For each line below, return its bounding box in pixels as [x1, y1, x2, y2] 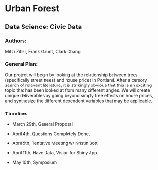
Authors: [5, 37, 27, 44]
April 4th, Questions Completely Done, [12, 131, 90, 137]
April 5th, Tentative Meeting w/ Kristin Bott [12, 141, 98, 146]
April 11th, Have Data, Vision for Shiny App [12, 150, 97, 156]
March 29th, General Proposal [12, 121, 73, 127]
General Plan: [5, 60, 38, 67]
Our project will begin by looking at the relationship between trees [5, 72, 138, 78]
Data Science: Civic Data [5, 23, 82, 31]
